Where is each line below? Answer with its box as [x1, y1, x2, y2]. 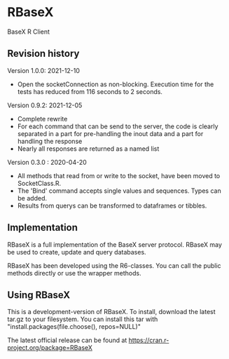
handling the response [17, 137, 83, 145]
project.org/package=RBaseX [7, 344, 93, 352]
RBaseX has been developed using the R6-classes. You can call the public [7, 261, 222, 270]
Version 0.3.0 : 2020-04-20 [7, 158, 88, 166]
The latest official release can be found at [7, 336, 127, 344]
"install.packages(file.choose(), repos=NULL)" [7, 323, 141, 331]
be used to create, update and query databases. [7, 248, 146, 256]
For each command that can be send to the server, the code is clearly [17, 122, 218, 130]
